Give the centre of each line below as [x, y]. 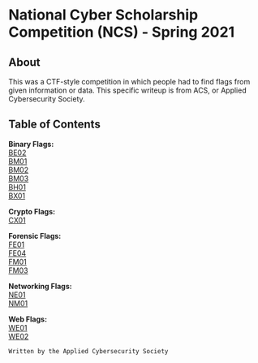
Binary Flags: [31, 144]
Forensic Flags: [35, 236]
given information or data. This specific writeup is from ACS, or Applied [127, 90]
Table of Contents [55, 125]
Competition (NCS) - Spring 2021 [122, 32]
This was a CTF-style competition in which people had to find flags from [129, 82]
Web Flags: [28, 319]
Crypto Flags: [32, 211]
